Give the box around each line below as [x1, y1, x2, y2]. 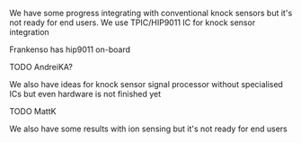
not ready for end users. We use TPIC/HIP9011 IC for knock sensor [9, 17, 256, 28]
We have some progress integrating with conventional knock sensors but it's [9, 8, 293, 18]
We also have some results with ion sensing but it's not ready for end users [9, 123, 288, 134]
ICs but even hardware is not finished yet [9, 89, 162, 99]
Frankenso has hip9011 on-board [9, 44, 131, 55]
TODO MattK [9, 106, 57, 116]
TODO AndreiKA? [9, 62, 74, 72]
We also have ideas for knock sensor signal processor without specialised [9, 79, 283, 89]
